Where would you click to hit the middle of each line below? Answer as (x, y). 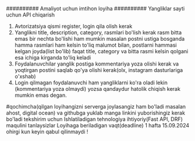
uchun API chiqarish (30, 15)
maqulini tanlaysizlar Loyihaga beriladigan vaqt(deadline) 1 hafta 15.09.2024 (98, 125)
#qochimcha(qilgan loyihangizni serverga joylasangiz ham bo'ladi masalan (96, 106)
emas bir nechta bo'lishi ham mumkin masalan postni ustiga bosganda (100, 39)
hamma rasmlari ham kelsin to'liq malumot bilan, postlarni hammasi (96, 45)
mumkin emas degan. (41, 95)
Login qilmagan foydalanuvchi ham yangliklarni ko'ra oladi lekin (91, 83)
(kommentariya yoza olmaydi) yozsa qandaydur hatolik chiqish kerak (97, 89)
